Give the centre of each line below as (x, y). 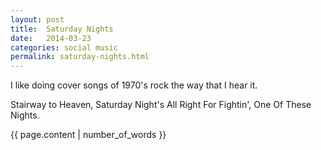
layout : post (37, 19)
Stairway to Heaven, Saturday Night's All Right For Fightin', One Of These (161, 105)
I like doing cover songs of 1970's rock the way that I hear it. (134, 85)
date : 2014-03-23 (51, 38)
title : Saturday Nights (62, 29)
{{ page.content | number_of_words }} (88, 135)
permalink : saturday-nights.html (80, 57)
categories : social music (64, 47)
